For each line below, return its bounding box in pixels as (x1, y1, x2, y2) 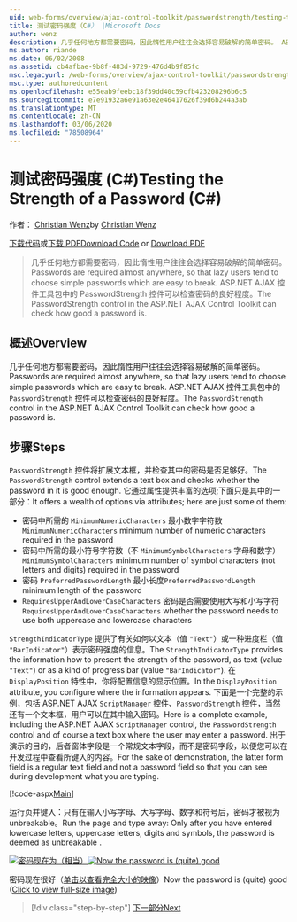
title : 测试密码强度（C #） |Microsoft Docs (9, 21, 162, 30)
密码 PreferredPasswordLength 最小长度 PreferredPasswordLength (21, 575, 255, 586)
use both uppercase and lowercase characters (21, 615, 193, 626)
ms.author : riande (9, 46, 77, 55)
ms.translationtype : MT (9, 104, 97, 113)
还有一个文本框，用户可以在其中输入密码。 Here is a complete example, (9, 709, 268, 720)
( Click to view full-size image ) (9, 884, 118, 895)
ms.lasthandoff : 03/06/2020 (9, 121, 113, 129)
